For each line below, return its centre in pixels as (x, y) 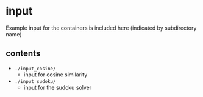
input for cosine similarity (55, 75)
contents (23, 54)
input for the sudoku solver (58, 87)
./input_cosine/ (35, 69)
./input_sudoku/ (35, 81)
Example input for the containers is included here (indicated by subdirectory (101, 28)
